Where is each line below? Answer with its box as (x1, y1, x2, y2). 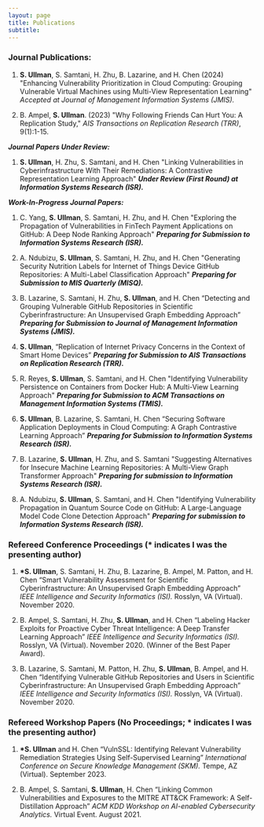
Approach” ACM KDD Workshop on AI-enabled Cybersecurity (54, 802, 255, 811)
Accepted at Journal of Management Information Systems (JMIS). (19, 95, 235, 104)
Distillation (19, 802, 53, 811)
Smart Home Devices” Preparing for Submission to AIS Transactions (19, 350, 247, 360)
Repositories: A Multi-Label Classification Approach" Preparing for (19, 269, 237, 279)
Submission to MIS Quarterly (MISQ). (19, 278, 144, 287)
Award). (19, 649, 46, 658)
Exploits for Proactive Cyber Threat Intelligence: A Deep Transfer (19, 624, 230, 633)
